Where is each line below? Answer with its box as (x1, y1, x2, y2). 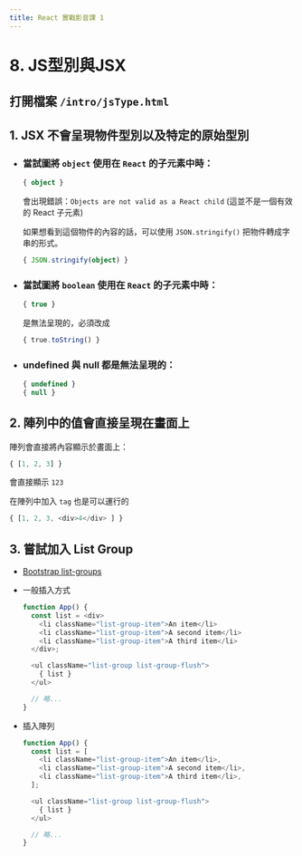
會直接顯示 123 (9, 476, 64, 487)
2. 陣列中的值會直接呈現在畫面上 (9, 416, 190, 431)
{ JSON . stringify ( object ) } (22, 255, 128, 264)
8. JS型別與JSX (9, 55, 127, 75)
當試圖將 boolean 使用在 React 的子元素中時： (22, 278, 219, 291)
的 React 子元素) (22, 207, 84, 217)
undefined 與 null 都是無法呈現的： (22, 359, 176, 371)
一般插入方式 (22, 585, 71, 596)
